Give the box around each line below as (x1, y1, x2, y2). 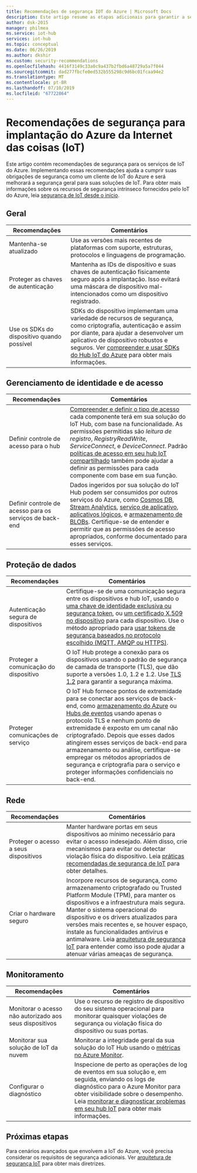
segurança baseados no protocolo (66, 631, 161, 640)
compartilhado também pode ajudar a (69, 457, 174, 465)
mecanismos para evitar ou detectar (66, 844, 166, 853)
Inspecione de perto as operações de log (74, 1060, 188, 1068)
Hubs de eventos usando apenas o (66, 709, 162, 717)
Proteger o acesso (9, 837, 60, 846)
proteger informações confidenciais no (66, 768, 174, 776)
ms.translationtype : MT (6, 74, 64, 80)
